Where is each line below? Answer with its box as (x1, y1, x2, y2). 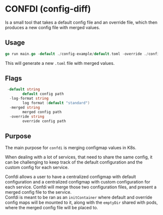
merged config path (22, 109, 62, 114)
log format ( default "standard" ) (22, 101, 90, 106)
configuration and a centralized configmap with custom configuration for (5, 179, 150, 185)
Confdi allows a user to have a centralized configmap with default (5, 174, 136, 180)
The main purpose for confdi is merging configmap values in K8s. (5, 145, 137, 151)
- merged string (9, 105, 40, 110)
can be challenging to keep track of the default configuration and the (5, 159, 143, 165)
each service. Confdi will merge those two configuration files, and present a (5, 184, 157, 190)
